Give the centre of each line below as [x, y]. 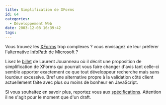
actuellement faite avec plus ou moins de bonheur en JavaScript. [72, 82]
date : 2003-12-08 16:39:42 [33, 28]
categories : [17, 19]
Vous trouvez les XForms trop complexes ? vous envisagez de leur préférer [82, 47]
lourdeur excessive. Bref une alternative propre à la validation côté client [79, 77]
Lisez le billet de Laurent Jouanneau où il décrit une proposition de [73, 61]
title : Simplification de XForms [40, 10]
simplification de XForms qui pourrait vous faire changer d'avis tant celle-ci [82, 67]
